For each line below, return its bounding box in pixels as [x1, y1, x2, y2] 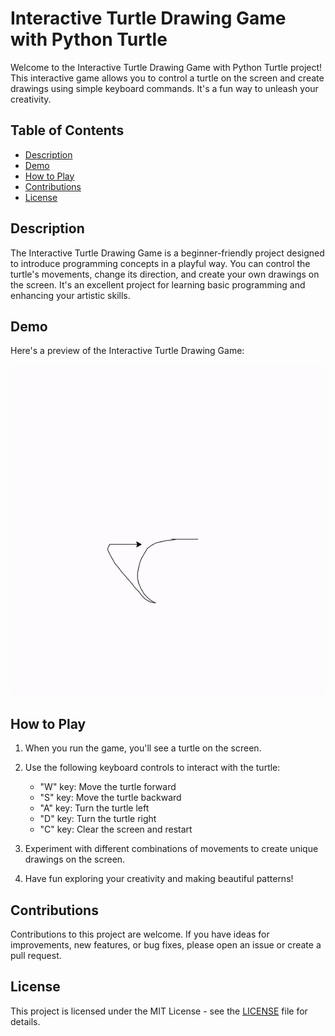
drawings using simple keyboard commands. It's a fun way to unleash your [10, 82, 319, 94]
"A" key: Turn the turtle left [39, 802, 150, 814]
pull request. [10, 950, 62, 962]
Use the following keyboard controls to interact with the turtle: [24, 762, 281, 774]
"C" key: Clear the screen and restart [39, 823, 193, 836]
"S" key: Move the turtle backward [39, 792, 182, 804]
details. [10, 1015, 41, 1027]
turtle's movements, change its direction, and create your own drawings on [10, 268, 320, 280]
